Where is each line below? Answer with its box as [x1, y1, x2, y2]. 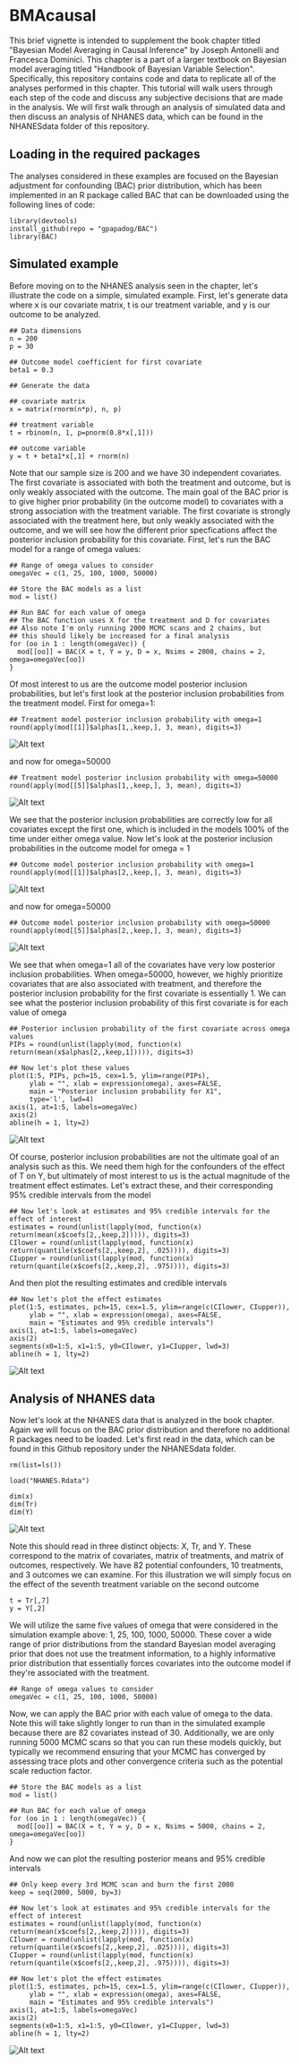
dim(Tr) [9, 1500, 39, 1509]
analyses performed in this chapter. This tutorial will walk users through [9, 82, 273, 93]
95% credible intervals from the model [9, 1189, 151, 1200]
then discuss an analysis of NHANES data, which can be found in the [9, 111, 264, 122]
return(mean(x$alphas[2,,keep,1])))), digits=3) [9, 1048, 194, 1057]
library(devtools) [9, 216, 78, 225]
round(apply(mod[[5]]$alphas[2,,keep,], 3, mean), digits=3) [9, 926, 243, 935]
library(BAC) [9, 232, 58, 241]
